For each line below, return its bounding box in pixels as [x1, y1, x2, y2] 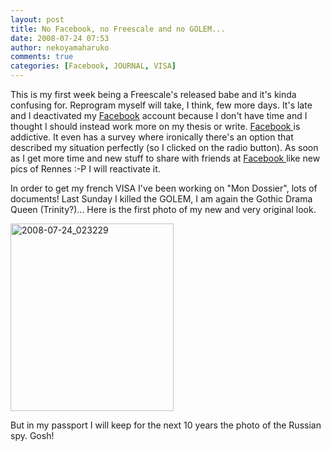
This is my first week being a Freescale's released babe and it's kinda [10, 89, 297, 100]
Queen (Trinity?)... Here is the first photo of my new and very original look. [10, 204, 317, 215]
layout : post [10, 14, 65, 25]
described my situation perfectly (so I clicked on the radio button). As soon [10, 142, 319, 153]
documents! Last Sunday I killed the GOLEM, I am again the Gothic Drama [10, 193, 313, 205]
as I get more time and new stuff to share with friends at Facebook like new [10, 152, 321, 164]
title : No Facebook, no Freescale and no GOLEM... [10, 24, 226, 34]
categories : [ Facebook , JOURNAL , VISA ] [10, 61, 177, 71]
